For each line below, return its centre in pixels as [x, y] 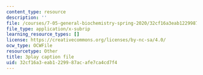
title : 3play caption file [40, 57]
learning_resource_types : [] [43, 34]
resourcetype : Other [32, 51]
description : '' [27, 18]
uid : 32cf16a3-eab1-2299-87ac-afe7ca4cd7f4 [62, 62]
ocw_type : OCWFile [29, 46]
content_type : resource [36, 12]
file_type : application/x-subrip [48, 29]
